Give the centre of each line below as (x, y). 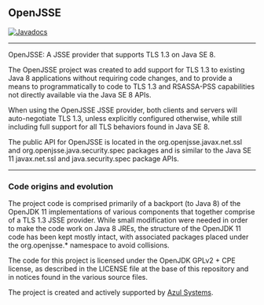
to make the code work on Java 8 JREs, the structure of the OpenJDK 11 (125, 229)
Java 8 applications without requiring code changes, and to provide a (121, 78)
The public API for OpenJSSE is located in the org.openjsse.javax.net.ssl (125, 141)
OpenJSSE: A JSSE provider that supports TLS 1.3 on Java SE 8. (112, 54)
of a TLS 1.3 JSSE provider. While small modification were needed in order (128, 220)
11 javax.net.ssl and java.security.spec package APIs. (93, 158)
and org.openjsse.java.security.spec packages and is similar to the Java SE (130, 150)
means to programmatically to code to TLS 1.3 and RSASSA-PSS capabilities (132, 86)
